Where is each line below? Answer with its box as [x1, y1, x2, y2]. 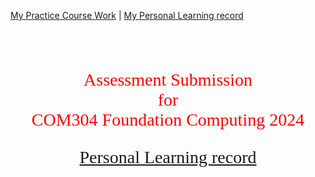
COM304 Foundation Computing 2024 [31, 110, 305, 130]
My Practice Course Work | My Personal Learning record [10, 10, 244, 21]
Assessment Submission [83, 70, 253, 90]
